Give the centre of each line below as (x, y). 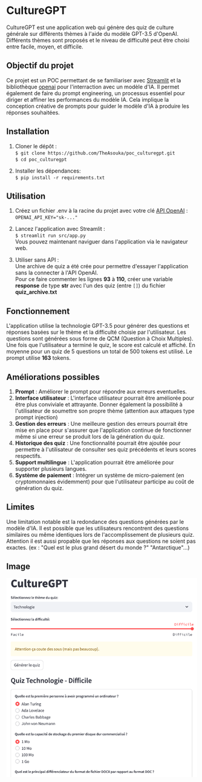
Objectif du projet (40, 66)
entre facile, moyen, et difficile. (45, 47)
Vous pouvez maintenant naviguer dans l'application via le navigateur (102, 242)
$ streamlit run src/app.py (50, 236)
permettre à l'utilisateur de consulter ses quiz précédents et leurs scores (106, 449)
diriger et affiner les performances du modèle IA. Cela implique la (88, 99)
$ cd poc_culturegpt (41, 159)
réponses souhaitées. (33, 112)
